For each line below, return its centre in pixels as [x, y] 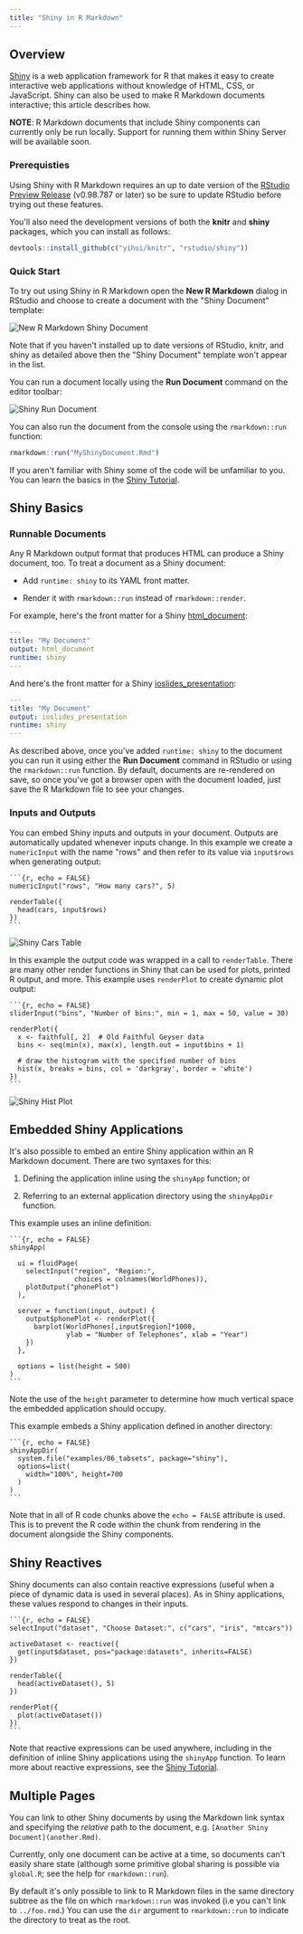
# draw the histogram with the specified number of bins [127, 1061]
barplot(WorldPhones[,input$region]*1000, [114, 1327]
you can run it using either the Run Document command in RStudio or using [151, 760]
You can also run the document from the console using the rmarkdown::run [148, 426]
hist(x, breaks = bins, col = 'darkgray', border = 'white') [135, 1069]
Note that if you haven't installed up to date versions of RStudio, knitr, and [147, 345]
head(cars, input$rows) [62, 910]
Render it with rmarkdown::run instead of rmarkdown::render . [134, 598]
